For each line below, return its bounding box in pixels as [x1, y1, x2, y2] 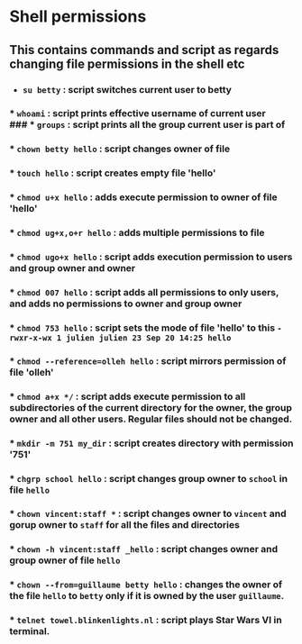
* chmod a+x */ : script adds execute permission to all [9, 390, 246, 403]
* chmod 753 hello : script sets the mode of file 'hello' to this [9, 322, 276, 334]
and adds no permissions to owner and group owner [9, 297, 243, 310]
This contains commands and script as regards [9, 42, 279, 58]
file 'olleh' [9, 366, 54, 378]
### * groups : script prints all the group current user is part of [9, 119, 286, 132]
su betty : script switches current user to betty [22, 83, 233, 95]
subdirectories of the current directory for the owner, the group [9, 401, 293, 413]
